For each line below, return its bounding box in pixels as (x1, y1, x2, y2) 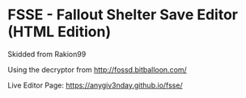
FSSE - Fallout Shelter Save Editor (7, 6, 238, 24)
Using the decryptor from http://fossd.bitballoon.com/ (7, 64, 187, 74)
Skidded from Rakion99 (7, 49, 87, 59)
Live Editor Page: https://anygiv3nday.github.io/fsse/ (7, 80, 183, 90)
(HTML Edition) (7, 22, 111, 41)
